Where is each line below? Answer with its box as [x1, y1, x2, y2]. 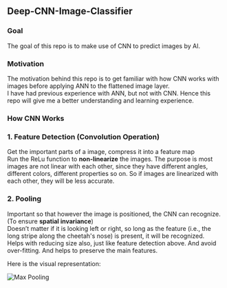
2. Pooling [7, 194, 42, 203]
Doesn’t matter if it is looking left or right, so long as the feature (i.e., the [7, 224, 211, 232]
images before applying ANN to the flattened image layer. [7, 82, 170, 90]
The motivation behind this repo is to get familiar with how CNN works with [7, 74, 219, 82]
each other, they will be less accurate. [7, 177, 115, 185]
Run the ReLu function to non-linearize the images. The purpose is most [7, 155, 213, 164]
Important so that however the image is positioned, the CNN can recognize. [7, 210, 221, 218]
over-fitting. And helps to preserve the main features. [7, 246, 158, 254]
